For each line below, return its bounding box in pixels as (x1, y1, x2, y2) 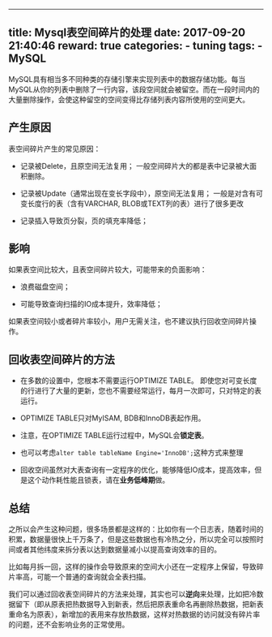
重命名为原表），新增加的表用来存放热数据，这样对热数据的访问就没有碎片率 (8, 609, 261, 619)
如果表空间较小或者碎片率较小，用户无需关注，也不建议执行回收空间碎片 (8, 316, 249, 326)
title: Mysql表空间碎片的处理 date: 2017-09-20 (8, 26, 245, 40)
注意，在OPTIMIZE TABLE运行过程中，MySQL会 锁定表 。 (19, 431, 209, 441)
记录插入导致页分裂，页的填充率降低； (19, 216, 148, 226)
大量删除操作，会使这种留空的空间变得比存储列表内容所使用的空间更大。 (8, 94, 249, 104)
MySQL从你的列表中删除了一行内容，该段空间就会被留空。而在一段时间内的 (8, 84, 261, 94)
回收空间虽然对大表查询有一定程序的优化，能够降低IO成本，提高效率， (19, 465, 255, 475)
